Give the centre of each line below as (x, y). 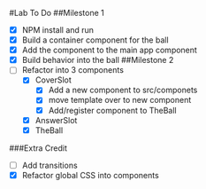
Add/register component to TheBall (112, 110)
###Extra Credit (38, 148)
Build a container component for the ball (95, 40)
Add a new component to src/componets (123, 90)
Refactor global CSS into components (90, 175)
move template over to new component (120, 100)
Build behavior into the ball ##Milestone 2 (98, 60)
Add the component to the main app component (109, 50)
